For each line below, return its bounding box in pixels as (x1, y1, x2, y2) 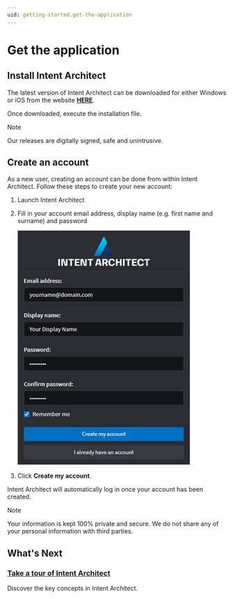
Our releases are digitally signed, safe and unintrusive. (7, 136, 163, 144)
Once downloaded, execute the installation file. (7, 109, 142, 118)
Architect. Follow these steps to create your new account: (7, 182, 172, 191)
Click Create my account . (17, 471, 92, 480)
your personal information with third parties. (7, 527, 134, 536)
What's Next (7, 547, 63, 559)
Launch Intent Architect (17, 196, 85, 204)
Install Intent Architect (7, 70, 106, 82)
